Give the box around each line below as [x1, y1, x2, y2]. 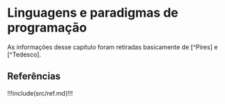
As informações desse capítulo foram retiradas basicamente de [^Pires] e [7, 43, 218, 51]
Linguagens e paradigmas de [7, 5, 179, 21]
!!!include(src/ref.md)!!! [7, 89, 73, 97]
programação [7, 20, 87, 36]
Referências [7, 70, 61, 82]
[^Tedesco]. [7, 50, 42, 59]
